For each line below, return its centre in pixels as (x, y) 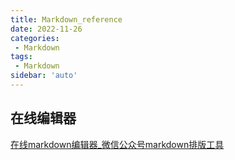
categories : (35, 38)
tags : (21, 57)
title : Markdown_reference (66, 19)
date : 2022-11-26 (46, 29)
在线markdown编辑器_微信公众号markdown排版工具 (117, 144)
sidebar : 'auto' (44, 76)
